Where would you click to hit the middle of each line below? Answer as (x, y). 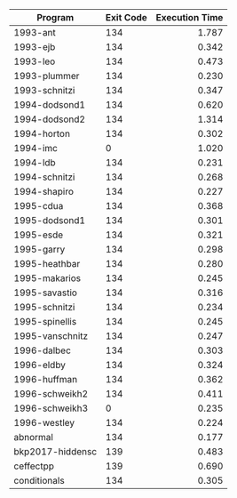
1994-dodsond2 (50, 119)
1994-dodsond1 (50, 104)
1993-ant (35, 32)
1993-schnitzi (44, 90)
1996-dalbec (42, 350)
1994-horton (42, 134)
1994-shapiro (43, 192)
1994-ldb (35, 162)
